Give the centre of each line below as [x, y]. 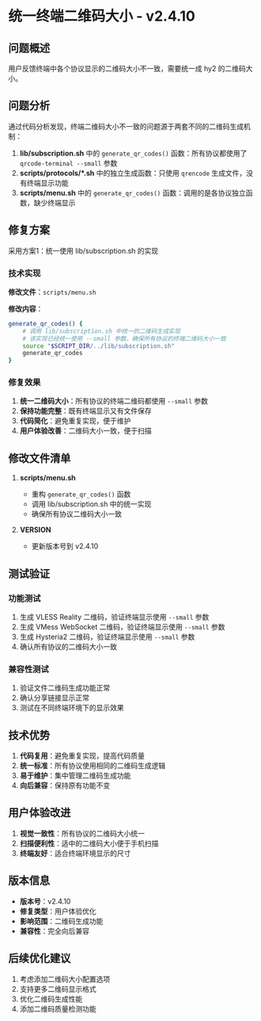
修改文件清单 [40, 458]
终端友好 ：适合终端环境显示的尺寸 [75, 853]
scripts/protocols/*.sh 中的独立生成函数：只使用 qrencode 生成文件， [133, 173]
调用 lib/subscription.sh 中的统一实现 [91, 504]
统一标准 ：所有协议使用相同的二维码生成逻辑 [93, 766]
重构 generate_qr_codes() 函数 [81, 494]
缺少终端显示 [55, 202]
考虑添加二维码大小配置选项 [65, 979]
